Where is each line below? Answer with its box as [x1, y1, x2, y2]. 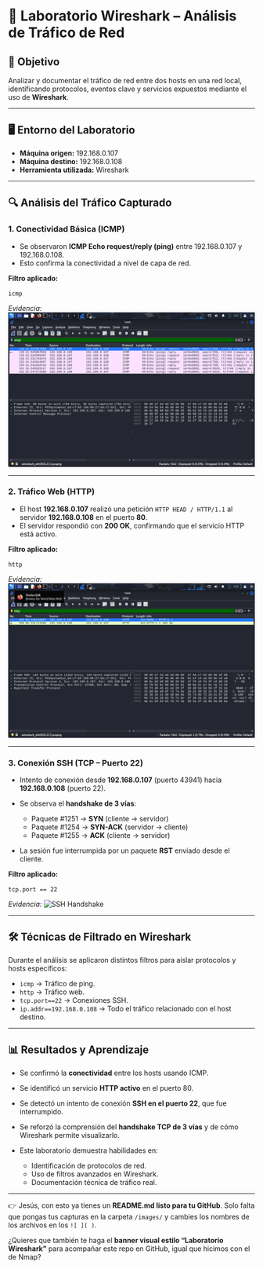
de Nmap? [8, 1252, 41, 1261]
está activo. [19, 529, 57, 539]
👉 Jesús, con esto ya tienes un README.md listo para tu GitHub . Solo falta [8, 1201, 255, 1210]
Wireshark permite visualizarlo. [19, 1130, 120, 1139]
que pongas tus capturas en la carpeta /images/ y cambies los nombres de [8, 1212, 250, 1221]
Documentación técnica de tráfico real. [31, 1177, 157, 1187]
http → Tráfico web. [19, 987, 85, 997]
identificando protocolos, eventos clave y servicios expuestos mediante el [8, 84, 247, 93]
